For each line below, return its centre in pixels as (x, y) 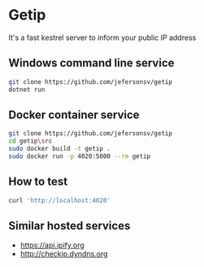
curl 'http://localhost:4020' (60, 200)
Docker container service (74, 114)
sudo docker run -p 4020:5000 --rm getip (80, 156)
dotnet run (27, 90)
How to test (38, 182)
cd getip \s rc (30, 141)
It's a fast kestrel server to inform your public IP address (102, 37)
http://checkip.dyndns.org (64, 254)
